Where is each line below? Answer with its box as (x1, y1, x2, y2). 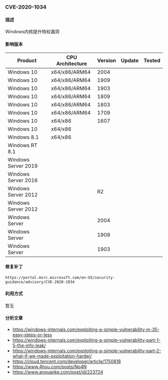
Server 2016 (7, 177, 38, 184)
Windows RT (7, 142, 37, 149)
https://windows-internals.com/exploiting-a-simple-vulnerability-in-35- (12, 326, 160, 332)
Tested (143, 57, 160, 64)
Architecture (56, 60, 87, 67)
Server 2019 (7, 163, 38, 170)
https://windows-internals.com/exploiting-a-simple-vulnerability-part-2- (12, 347, 161, 353)
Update (120, 57, 139, 64)
